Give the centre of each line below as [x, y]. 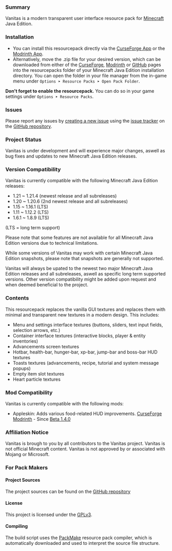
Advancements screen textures [46, 346]
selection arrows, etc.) [36, 330]
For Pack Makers [27, 468]
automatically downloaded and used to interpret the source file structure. [83, 543]
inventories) [25, 341]
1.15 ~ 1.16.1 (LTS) [31, 207]
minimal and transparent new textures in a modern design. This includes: [82, 314]
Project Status [24, 140]
